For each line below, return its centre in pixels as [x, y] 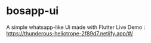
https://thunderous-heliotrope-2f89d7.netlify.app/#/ [70, 33]
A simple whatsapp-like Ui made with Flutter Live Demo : [76, 27]
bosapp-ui [33, 11]
